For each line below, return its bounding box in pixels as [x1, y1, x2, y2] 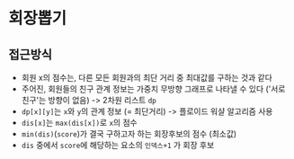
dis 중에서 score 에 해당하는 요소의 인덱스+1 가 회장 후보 [21, 140, 215, 150]
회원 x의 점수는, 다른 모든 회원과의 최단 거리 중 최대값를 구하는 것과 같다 [21, 73, 273, 83]
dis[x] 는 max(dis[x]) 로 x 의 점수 [21, 118, 138, 128]
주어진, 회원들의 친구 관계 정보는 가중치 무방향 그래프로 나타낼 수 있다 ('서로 [21, 84, 286, 94]
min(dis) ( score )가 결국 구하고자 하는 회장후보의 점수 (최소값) [21, 128, 237, 139]
